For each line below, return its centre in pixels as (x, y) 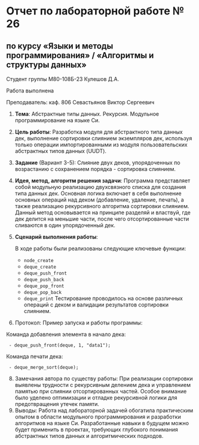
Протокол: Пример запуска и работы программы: (79, 323)
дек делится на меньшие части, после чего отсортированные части (102, 219)
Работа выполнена (30, 91)
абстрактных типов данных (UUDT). (60, 151)
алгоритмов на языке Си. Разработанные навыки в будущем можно (102, 423)
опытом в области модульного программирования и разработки (98, 417)
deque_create (40, 267)
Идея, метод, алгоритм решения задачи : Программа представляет (102, 181)
